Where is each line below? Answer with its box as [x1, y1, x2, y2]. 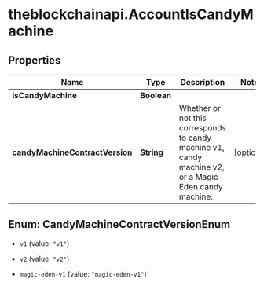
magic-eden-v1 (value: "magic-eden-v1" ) [19, 269, 147, 278]
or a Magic [178, 171, 218, 182]
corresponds [178, 123, 226, 133]
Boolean [140, 90, 171, 101]
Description [180, 77, 225, 87]
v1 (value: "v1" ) [19, 238, 70, 248]
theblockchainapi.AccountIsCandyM [8, 5, 254, 24]
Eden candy [178, 181, 224, 192]
